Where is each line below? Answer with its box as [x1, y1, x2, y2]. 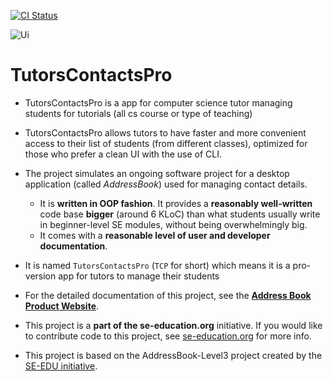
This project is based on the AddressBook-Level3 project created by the [24, 349, 323, 361]
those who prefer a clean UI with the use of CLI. [24, 148, 223, 160]
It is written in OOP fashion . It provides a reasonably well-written [39, 197, 313, 209]
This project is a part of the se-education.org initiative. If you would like [24, 319, 323, 331]
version [24, 270, 57, 282]
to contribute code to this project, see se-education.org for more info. [24, 330, 312, 342]
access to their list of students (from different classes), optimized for [24, 137, 308, 149]
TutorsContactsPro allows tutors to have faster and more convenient [24, 126, 307, 139]
